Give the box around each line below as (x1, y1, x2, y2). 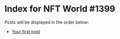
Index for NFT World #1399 (4, 3, 115, 14)
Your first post (11, 28, 40, 34)
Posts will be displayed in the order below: (4, 19, 89, 25)
